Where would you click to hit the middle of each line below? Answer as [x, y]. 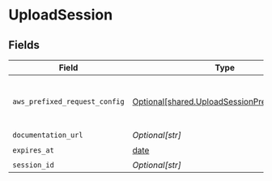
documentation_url [48, 135]
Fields [24, 45]
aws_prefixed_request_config [68, 102]
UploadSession [61, 15]
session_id [33, 165]
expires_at [33, 150]
